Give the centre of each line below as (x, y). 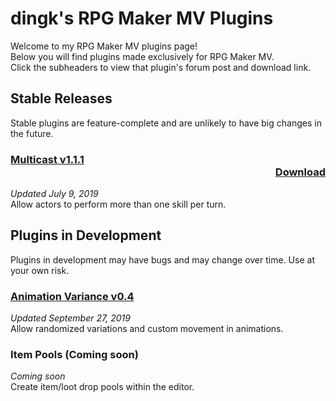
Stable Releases (61, 98)
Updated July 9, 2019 (54, 194)
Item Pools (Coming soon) (74, 355)
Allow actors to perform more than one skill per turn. (118, 204)
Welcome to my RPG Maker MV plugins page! (104, 46)
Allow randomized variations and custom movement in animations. (147, 329)
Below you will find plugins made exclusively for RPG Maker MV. (142, 56)
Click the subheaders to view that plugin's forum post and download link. (161, 67)
